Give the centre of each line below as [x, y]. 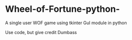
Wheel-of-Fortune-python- [63, 9]
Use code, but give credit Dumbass [41, 32]
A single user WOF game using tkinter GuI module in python [66, 23]
